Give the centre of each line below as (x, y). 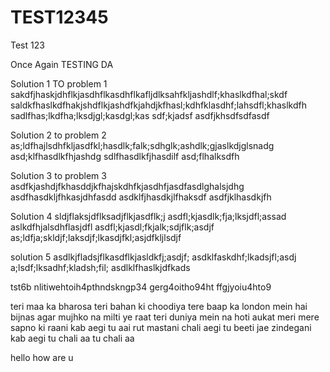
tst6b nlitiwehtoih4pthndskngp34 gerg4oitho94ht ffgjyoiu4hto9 (141, 287)
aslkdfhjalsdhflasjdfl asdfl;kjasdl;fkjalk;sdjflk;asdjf (112, 227)
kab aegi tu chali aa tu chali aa (72, 338)
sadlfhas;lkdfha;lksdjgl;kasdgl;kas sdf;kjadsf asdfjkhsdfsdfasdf (140, 115)
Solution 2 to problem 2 (58, 135)
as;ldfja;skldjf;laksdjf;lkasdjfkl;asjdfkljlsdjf (96, 237)
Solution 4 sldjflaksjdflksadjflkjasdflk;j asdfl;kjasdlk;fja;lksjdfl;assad (148, 216)
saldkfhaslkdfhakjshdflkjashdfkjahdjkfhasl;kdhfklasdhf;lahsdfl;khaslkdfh (158, 105)
